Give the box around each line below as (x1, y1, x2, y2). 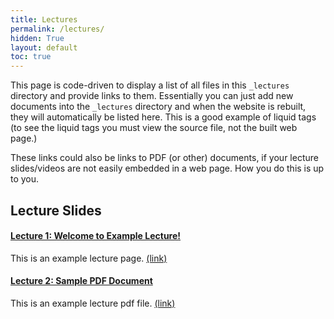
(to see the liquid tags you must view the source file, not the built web (10, 122, 298, 134)
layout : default (10, 42, 78, 53)
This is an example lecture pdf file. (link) (10, 297, 176, 309)
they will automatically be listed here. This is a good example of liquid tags (10, 111, 317, 123)
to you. (10, 173, 40, 185)
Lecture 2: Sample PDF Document (10, 275, 153, 287)
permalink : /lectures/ (10, 24, 105, 34)
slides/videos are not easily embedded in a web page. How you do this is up (10, 162, 325, 175)
